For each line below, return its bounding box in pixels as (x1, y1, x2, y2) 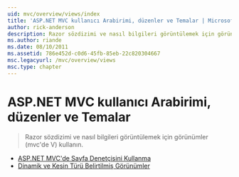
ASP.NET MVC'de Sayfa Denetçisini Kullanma (17, 154, 152, 162)
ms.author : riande (7, 37, 62, 44)
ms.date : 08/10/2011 (7, 43, 69, 50)
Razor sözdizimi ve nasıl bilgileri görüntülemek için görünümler (24, 132, 208, 141)
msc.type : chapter (7, 63, 62, 70)
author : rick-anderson (7, 23, 75, 31)
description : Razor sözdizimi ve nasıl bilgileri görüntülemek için (7, 30, 215, 38)
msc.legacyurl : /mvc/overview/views (7, 57, 116, 64)
